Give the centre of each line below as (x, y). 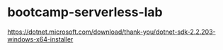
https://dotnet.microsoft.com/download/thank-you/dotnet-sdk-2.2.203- (111, 32)
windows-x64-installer (40, 39)
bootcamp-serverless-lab (85, 12)
